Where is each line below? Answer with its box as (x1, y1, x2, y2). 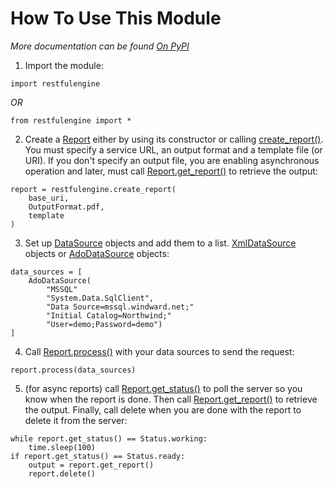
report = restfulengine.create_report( (10, 184, 177, 194)
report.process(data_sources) (10, 365, 137, 375)
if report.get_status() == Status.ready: (10, 451, 186, 461)
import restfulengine (10, 78, 101, 89)
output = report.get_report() (28, 460, 155, 470)
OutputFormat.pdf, (28, 202, 105, 212)
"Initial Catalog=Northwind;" (46, 310, 172, 321)
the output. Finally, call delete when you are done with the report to (24, 403, 302, 416)
